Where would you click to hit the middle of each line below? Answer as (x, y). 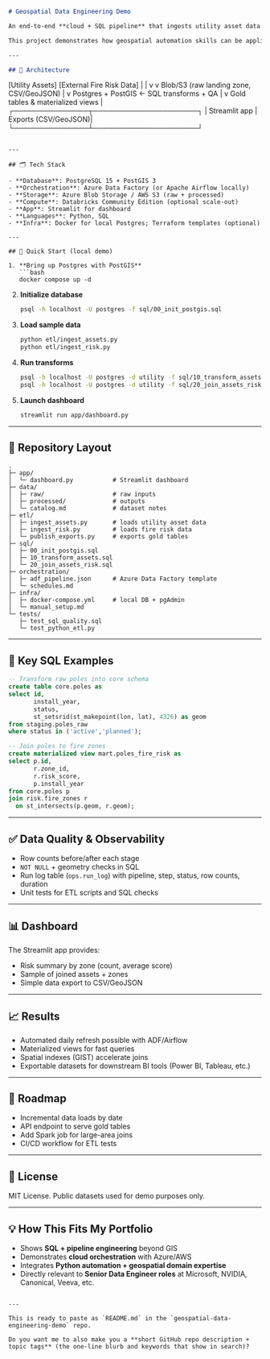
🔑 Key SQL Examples (61, 661)
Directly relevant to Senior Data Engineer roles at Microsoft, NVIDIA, (133, 1274)
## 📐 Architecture (39, 70)
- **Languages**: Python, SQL (59, 216)
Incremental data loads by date (71, 1118)
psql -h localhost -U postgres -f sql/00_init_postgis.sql (121, 310)
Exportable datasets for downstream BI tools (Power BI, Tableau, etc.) (135, 1066)
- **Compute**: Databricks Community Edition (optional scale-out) (124, 202)
